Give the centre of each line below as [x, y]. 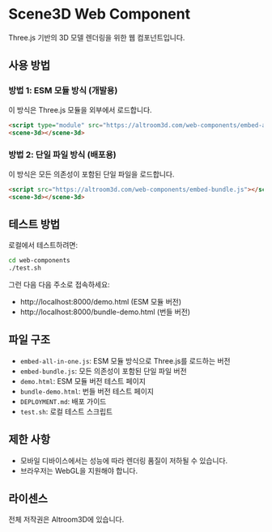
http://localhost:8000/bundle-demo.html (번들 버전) [105, 312]
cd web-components [39, 261]
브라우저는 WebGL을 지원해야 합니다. [79, 470]
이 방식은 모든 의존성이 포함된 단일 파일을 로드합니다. [91, 174]
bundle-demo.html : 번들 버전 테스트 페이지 [87, 391]
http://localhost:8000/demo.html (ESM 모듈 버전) [101, 301]
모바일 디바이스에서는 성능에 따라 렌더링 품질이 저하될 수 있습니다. [124, 460]
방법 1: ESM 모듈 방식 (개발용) [63, 91]
